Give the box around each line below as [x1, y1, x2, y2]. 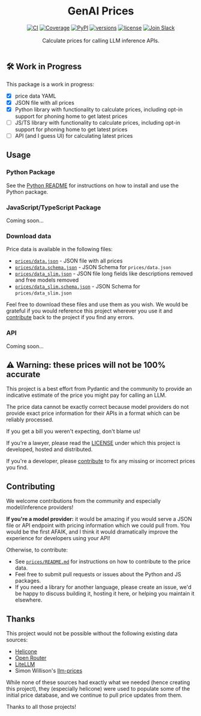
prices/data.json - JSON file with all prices [14, 257, 123, 264]
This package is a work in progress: [6, 80, 95, 88]
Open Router [14, 655, 47, 662]
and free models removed [14, 276, 79, 284]
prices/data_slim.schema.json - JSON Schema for [14, 283, 140, 290]
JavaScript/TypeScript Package [6, 203, 101, 211]
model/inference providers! [6, 504, 74, 511]
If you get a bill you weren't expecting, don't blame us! [6, 428, 141, 435]
